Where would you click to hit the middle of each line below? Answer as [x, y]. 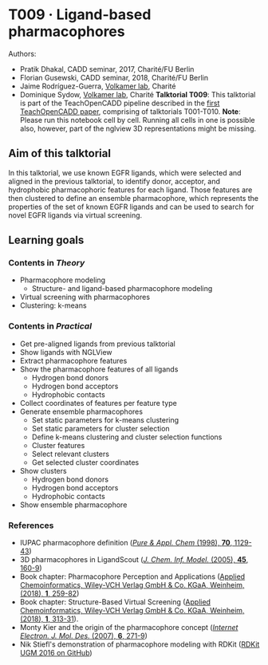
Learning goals [46, 240]
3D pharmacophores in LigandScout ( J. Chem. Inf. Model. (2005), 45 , [134, 560]
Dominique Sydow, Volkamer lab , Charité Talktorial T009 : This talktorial [138, 94]
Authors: [22, 53]
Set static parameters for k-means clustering [105, 419]
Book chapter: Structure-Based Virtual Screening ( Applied [115, 602]
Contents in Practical [50, 326]
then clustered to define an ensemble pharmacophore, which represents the [134, 198]
